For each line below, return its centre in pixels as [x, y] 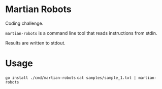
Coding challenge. [24, 23]
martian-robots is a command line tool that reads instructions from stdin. [81, 33]
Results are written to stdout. [36, 43]
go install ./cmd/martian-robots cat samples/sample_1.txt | [71, 78]
